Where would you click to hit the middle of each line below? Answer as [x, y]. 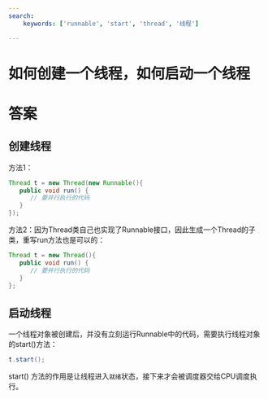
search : [22, 16]
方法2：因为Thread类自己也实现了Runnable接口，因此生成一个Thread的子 [132, 230]
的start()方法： [33, 344]
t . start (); [27, 360]
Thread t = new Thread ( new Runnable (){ [76, 183]
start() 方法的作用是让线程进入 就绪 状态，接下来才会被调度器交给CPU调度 [129, 376]
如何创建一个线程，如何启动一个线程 [130, 73]
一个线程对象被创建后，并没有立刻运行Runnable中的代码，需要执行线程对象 [134, 334]
